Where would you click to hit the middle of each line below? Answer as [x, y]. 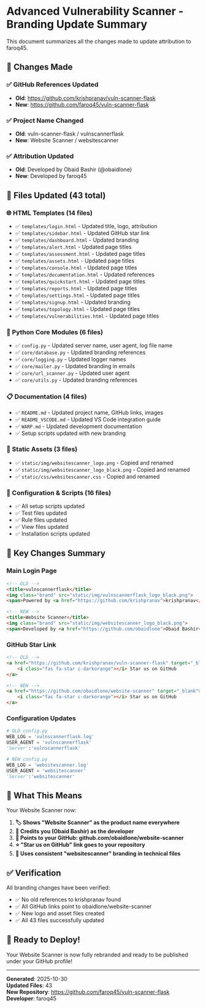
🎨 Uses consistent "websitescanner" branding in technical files [98, 853]
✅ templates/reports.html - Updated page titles [76, 288]
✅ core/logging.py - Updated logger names [71, 360]
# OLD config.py [27, 731]
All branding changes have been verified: [58, 887]
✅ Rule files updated [41, 520]
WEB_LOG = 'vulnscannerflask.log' [51, 737]
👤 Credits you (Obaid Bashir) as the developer [74, 831]
